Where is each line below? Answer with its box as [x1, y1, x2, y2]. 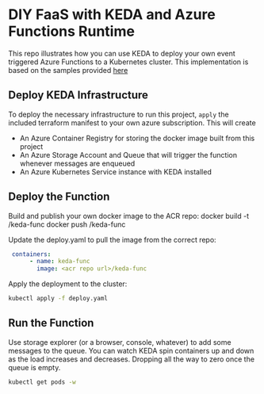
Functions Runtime [8, 22, 135, 40]
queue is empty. [8, 362, 61, 372]
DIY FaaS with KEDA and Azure [8, 6, 216, 24]
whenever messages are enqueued [19, 159, 136, 168]
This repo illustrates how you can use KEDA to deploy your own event [8, 48, 235, 58]
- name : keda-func [29, 258, 90, 266]
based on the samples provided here [8, 65, 128, 75]
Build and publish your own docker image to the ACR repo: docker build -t [8, 211, 250, 220]
